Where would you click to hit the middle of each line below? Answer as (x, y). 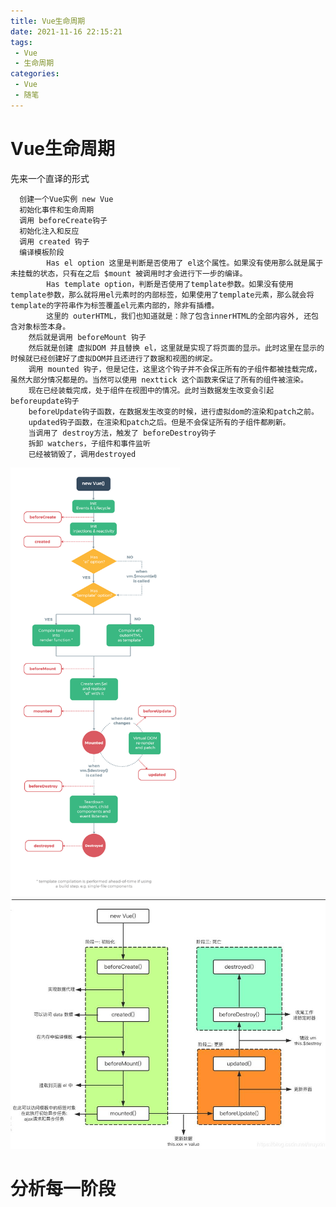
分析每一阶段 (63, 1188)
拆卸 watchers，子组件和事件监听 (89, 443)
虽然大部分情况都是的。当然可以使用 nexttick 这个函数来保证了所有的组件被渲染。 (159, 380)
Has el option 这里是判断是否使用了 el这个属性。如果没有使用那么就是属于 (185, 263)
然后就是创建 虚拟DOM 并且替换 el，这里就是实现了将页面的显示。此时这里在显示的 (176, 348)
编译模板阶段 (42, 252)
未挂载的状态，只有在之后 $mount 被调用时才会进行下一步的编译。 (129, 273)
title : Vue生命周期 (48, 21)
